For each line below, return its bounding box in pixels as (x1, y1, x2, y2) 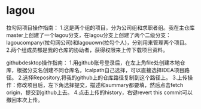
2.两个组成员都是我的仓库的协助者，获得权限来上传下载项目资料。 (6, 46, 169, 54)
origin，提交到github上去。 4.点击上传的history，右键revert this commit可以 (6, 89, 193, 96)
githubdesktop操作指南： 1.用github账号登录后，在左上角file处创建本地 (6, 59, 181, 66)
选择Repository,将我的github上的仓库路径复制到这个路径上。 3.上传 (23, 74, 188, 81)
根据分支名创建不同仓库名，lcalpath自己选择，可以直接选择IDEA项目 (16, 66, 185, 73)
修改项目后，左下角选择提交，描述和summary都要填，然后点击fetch (16, 81, 184, 88)
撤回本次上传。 (6, 96, 43, 103)
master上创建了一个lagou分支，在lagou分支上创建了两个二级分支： (6, 31, 172, 39)
